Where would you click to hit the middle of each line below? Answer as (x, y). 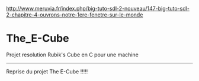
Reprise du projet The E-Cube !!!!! (47, 71)
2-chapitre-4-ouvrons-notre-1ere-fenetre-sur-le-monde (75, 15)
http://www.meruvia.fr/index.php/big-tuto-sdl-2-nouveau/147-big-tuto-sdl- (98, 9)
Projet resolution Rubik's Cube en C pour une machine (73, 55)
